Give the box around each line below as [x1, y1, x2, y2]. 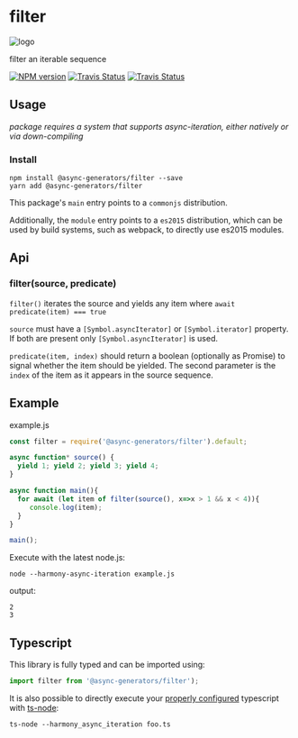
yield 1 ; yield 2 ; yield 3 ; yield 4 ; [17, 461, 159, 470]
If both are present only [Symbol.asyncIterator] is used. [9, 333, 219, 343]
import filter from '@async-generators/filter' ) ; [9, 677, 200, 686]
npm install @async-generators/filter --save [9, 174, 183, 183]
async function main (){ [9, 487, 99, 496]
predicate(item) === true [9, 307, 106, 316]
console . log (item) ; [29, 503, 103, 512]
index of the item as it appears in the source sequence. [9, 369, 214, 380]
